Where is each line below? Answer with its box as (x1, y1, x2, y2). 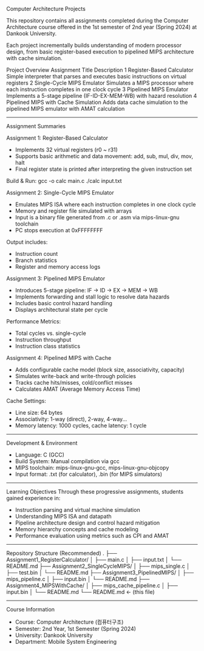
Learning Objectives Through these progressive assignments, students (6, 488, 184, 495)
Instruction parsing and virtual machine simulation (15, 506, 141, 513)
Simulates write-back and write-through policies (15, 373, 137, 379)
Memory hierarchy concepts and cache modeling (15, 526, 138, 532)
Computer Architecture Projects (6, 5, 86, 12)
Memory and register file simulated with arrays (15, 207, 132, 215)
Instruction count (15, 250, 58, 257)
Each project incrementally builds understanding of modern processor (6, 42, 182, 49)
